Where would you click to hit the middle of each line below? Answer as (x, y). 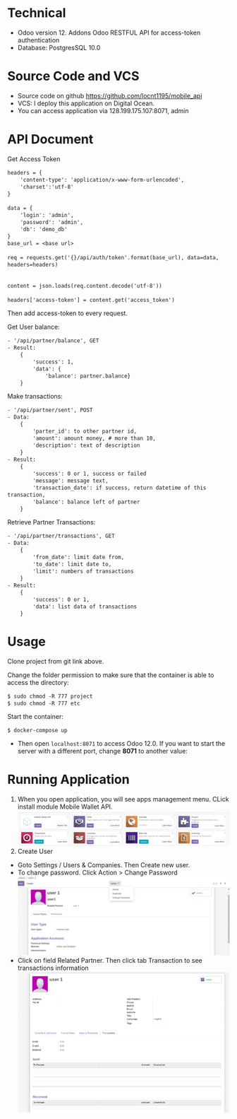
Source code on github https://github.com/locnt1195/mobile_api (110, 95)
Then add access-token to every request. (68, 313)
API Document (50, 140)
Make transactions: (35, 396)
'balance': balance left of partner (86, 502)
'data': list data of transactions (85, 607)
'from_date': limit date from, (79, 557)
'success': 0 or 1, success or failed (90, 474)
